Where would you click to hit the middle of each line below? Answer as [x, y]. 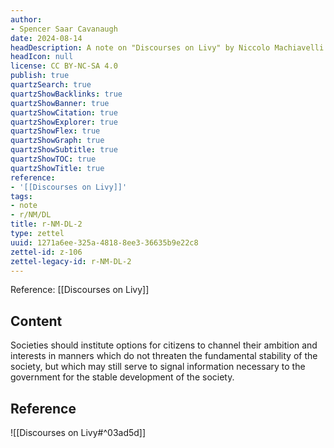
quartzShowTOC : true [53, 159]
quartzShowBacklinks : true [66, 94]
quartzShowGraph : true [57, 141]
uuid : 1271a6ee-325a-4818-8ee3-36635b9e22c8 [104, 242]
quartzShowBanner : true [60, 103]
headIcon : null [42, 57]
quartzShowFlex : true [55, 131]
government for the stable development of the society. [122, 377]
